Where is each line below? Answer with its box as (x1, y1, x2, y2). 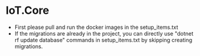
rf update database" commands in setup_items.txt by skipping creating (14, 36, 193, 43)
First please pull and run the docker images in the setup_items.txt (14, 23, 179, 31)
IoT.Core (5, 4, 49, 17)
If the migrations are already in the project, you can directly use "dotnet (14, 30, 194, 37)
